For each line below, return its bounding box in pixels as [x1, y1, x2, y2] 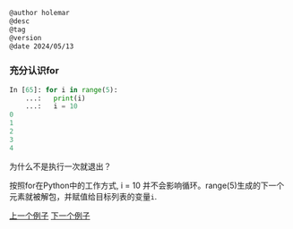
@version [9, 33, 42, 42]
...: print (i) [25, 94, 87, 103]
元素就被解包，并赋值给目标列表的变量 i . [9, 191, 158, 201]
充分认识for [9, 64, 60, 77]
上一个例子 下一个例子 [9, 210, 90, 221]
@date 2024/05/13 [9, 41, 74, 51]
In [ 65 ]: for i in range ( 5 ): [9, 85, 118, 94]
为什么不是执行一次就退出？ [9, 161, 112, 172]
